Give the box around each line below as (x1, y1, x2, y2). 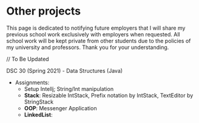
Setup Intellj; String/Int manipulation (24, 85, 114, 92)
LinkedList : (24, 111, 53, 118)
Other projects (6, 4, 81, 18)
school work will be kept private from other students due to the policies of (6, 37, 191, 44)
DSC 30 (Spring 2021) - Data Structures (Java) (6, 67, 123, 74)
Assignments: (15, 79, 50, 86)
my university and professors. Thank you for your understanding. (6, 44, 169, 51)
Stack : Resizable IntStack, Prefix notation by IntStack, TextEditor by (24, 91, 194, 99)
